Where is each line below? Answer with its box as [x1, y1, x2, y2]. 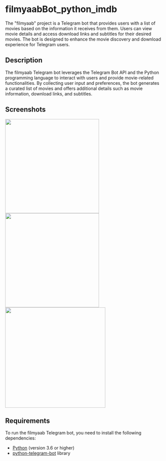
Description [5, 56, 42, 65]
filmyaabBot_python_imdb [5, 4, 117, 15]
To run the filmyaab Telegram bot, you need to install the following [5, 430, 141, 436]
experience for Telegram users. [5, 41, 70, 47]
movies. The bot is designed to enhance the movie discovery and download [5, 36, 161, 42]
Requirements [5, 416, 50, 425]
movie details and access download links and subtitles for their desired [5, 31, 151, 37]
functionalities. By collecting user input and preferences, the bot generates [5, 80, 159, 86]
